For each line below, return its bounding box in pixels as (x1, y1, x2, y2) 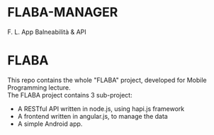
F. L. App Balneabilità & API (7, 28, 86, 36)
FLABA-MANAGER (7, 4, 118, 20)
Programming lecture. (7, 83, 71, 92)
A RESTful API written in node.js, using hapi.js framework (17, 104, 185, 113)
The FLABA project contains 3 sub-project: (7, 90, 133, 99)
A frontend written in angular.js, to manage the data (17, 112, 168, 120)
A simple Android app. (17, 119, 83, 128)
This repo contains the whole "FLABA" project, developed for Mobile (7, 76, 207, 84)
